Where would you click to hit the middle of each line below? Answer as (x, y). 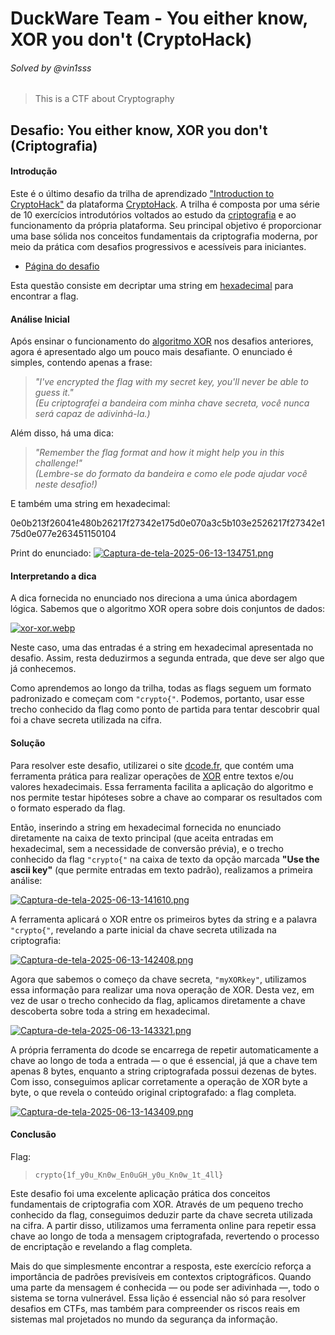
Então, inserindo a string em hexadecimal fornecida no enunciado (146, 827)
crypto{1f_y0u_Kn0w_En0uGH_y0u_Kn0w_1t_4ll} (129, 1175)
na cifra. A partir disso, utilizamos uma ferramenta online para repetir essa (163, 1225)
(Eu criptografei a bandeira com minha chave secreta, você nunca (172, 403)
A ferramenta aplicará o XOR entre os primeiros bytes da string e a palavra (164, 919)
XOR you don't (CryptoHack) (131, 39)
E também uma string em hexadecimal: (90, 504)
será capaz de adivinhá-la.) (92, 414)
